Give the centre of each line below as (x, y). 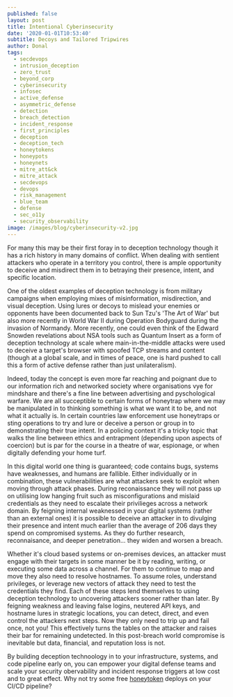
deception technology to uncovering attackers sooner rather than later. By (113, 598)
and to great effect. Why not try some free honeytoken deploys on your (110, 678)
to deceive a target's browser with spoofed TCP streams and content (106, 350)
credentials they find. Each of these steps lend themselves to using (103, 591)
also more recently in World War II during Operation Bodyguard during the (113, 320)
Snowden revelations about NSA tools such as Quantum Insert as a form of (114, 335)
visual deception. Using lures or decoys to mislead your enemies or (104, 306)
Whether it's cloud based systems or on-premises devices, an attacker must (116, 554)
